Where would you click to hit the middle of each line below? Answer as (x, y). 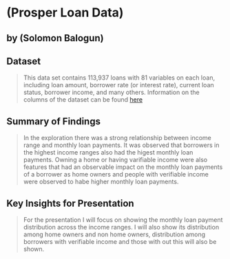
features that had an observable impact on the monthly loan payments (123, 167)
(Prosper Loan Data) (65, 13)
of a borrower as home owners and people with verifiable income (116, 174)
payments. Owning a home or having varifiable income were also (115, 160)
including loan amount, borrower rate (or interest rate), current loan (118, 85)
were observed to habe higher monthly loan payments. (101, 182)
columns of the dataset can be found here (83, 100)
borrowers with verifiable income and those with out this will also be (120, 242)
